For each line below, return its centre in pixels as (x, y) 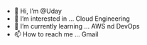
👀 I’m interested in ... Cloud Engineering (72, 19)
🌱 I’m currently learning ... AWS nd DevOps (77, 26)
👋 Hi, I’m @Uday (38, 11)
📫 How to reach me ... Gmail (56, 34)
